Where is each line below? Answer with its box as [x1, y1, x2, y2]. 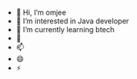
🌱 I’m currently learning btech [15, 25, 115, 34]
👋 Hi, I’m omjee [15, 8, 67, 17]
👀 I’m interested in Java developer [15, 16, 130, 26]
